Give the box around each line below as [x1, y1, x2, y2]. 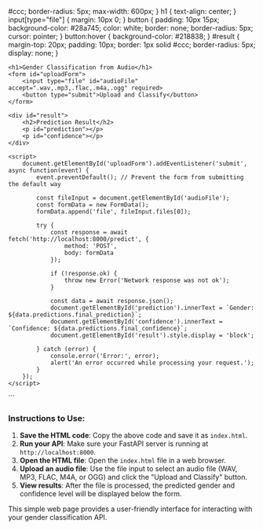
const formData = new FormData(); [36, 201, 149, 209]
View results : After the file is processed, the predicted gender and [19, 481, 236, 490]
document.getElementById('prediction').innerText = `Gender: [49, 304, 255, 312]
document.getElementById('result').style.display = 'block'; [49, 331, 255, 339]
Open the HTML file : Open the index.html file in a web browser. [19, 455, 226, 466]
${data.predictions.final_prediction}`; [8, 311, 143, 319]
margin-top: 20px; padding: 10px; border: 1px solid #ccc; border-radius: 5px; [8, 40, 256, 49]
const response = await [49, 228, 128, 236]
